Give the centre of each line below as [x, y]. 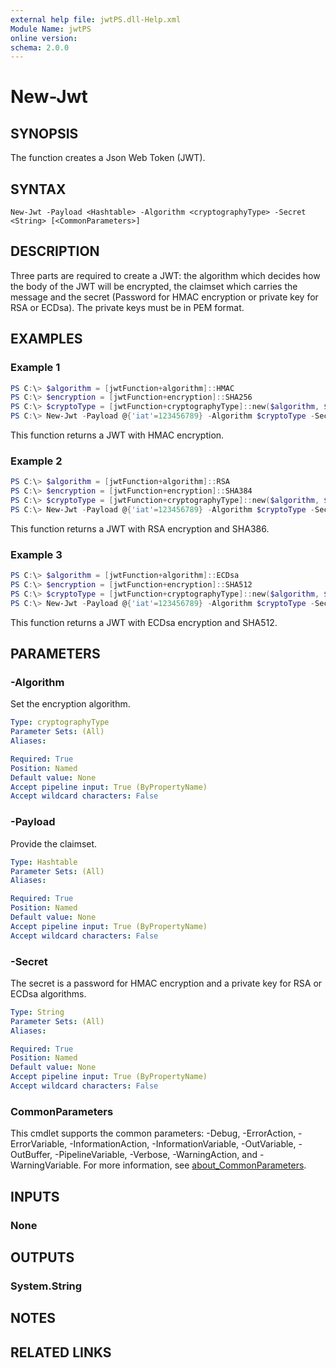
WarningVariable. [46, 1165]
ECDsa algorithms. [48, 993]
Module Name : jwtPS [51, 29]
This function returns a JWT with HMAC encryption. [117, 435]
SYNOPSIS [44, 133]
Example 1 [35, 368]
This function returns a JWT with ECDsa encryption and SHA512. [144, 622]
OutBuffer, [31, 1155]
